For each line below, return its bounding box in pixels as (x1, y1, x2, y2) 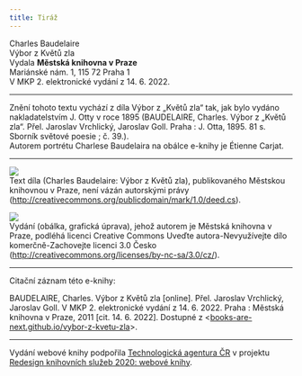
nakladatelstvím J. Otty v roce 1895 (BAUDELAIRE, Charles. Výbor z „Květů (9, 112, 287, 122)
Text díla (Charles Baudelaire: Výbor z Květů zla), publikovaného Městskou (9, 175, 286, 185)
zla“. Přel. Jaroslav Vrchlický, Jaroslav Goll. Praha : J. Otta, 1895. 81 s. (9, 121, 267, 131)
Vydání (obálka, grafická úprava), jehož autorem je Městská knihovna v (9, 220, 272, 231)
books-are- (209, 311, 253, 322)
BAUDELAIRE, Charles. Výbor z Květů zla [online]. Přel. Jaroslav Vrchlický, (9, 292, 285, 303)
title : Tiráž (9, 13, 58, 22)
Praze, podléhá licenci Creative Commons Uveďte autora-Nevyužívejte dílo (9, 230, 288, 241)
